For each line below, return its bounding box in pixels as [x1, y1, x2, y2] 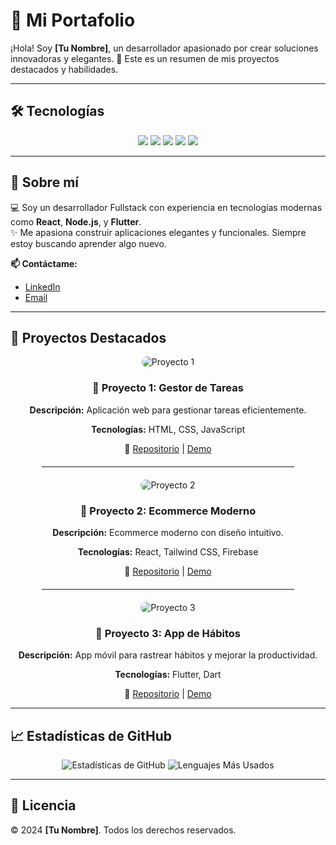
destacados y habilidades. [10, 63, 119, 75]
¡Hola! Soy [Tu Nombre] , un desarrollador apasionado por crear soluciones [10, 42, 319, 54]
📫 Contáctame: [10, 257, 78, 269]
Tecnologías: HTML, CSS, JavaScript [90, 423, 246, 435]
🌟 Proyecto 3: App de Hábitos [95, 626, 241, 640]
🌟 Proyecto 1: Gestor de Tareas [92, 381, 244, 395]
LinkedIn [24, 280, 61, 293]
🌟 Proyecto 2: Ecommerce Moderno [79, 504, 257, 518]
